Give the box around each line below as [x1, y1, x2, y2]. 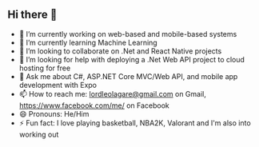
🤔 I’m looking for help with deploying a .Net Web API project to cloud [18, 54, 245, 64]
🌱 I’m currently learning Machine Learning [18, 38, 157, 47]
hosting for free [18, 63, 71, 73]
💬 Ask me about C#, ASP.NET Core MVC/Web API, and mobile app [18, 71, 238, 81]
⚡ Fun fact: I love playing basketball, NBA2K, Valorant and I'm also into [18, 117, 251, 128]
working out [18, 129, 59, 139]
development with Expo [18, 80, 98, 89]
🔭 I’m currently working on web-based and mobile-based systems [18, 29, 237, 38]
